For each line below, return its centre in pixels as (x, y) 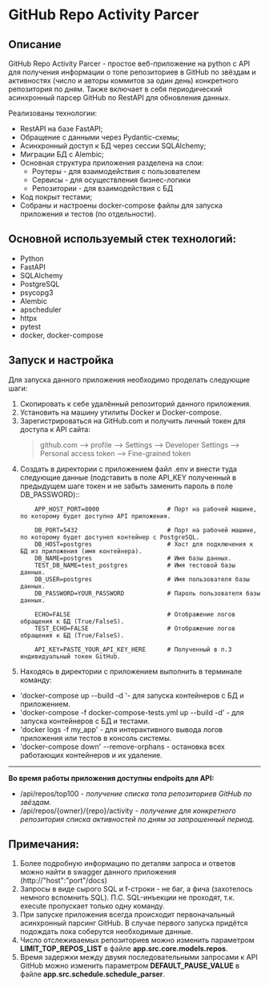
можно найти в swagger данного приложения (98, 872)
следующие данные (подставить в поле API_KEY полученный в (128, 477)
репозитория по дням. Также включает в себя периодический (115, 89)
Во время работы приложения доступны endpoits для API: (111, 778)
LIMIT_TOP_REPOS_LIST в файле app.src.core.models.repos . (124, 949)
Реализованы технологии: (53, 113)
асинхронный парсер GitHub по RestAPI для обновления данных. (119, 97)
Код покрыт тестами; (56, 197)
